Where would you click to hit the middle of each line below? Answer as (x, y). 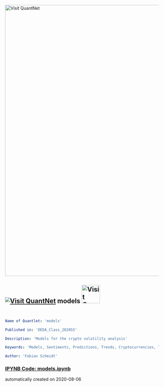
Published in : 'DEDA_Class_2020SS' (41, 330)
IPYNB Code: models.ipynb (38, 369)
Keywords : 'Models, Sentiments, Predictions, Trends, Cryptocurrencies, (81, 347)
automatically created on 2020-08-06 (43, 379)
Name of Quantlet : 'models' (34, 321)
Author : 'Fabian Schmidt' (31, 356)
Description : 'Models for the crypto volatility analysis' (66, 339)
